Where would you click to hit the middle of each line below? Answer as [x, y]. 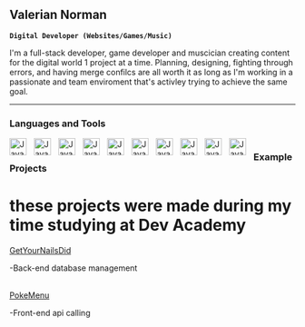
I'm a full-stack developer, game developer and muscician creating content [150, 53]
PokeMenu [30, 295]
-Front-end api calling [50, 312]
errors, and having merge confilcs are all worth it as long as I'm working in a [151, 72]
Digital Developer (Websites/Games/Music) [91, 35]
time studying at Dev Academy [128, 225]
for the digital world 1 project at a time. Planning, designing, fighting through [151, 62]
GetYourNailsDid [40, 250]
